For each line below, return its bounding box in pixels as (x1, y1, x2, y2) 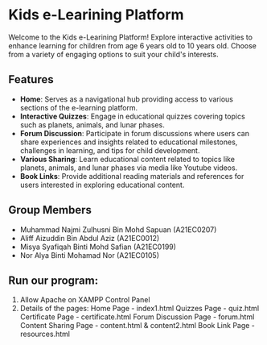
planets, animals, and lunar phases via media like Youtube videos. (19, 163, 238, 172)
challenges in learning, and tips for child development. (19, 145, 200, 155)
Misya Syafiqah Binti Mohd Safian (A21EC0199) (19, 242, 177, 251)
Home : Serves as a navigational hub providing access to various (19, 94, 233, 104)
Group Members (8, 203, 92, 217)
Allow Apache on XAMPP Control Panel (19, 295, 150, 305)
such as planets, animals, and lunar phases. (19, 119, 165, 130)
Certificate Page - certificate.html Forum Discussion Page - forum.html (19, 312, 255, 322)
